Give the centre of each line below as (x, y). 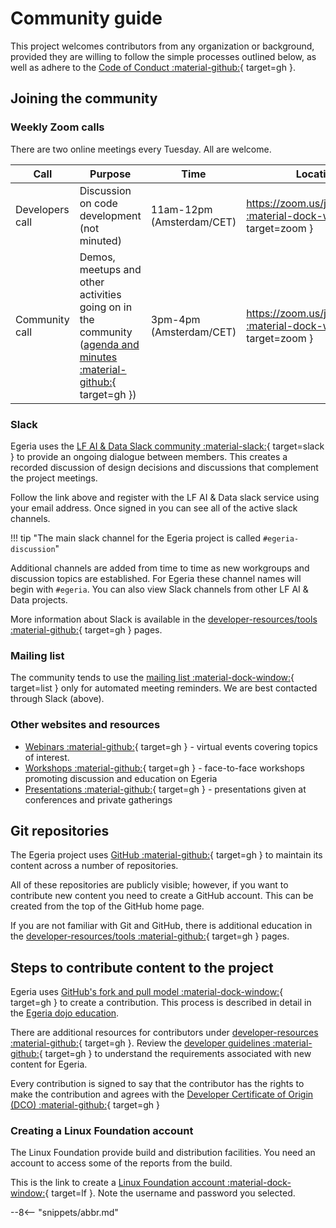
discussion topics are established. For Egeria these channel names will (156, 578)
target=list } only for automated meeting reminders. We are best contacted (164, 688)
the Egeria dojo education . (65, 1013)
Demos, (97, 257)
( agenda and (109, 344)
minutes (98, 357)
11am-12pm (181, 209)
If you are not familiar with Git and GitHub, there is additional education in (161, 926)
